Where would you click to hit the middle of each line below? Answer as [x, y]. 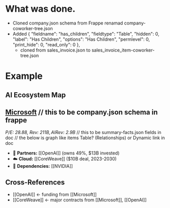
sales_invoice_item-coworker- [123, 50]
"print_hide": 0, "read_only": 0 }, [46, 44]
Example [24, 76]
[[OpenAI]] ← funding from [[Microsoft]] [54, 195]
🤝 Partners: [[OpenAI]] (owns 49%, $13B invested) [66, 153]
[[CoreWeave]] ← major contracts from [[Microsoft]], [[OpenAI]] [79, 200]
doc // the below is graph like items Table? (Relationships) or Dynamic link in [85, 138]
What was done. [40, 9]
